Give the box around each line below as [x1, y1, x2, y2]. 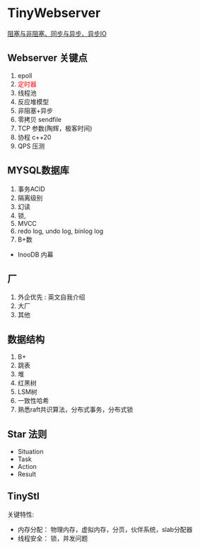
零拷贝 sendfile [17, 115, 62, 123]
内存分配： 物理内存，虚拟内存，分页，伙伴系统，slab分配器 [17, 525, 193, 533]
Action [17, 463, 37, 470]
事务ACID [17, 184, 46, 193]
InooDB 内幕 [17, 250, 54, 259]
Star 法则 [7, 428, 47, 440]
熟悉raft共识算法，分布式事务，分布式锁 [17, 405, 134, 414]
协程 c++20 [17, 132, 52, 141]
